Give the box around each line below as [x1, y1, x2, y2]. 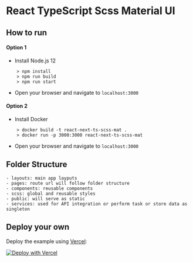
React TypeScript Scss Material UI [6, 4, 175, 18]
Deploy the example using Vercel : [6, 237, 87, 245]
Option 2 [6, 102, 28, 110]
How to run [6, 28, 48, 38]
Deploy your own [6, 222, 69, 232]
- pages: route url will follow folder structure [6, 180, 130, 186]
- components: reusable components [6, 185, 93, 191]
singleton [6, 206, 31, 212]
